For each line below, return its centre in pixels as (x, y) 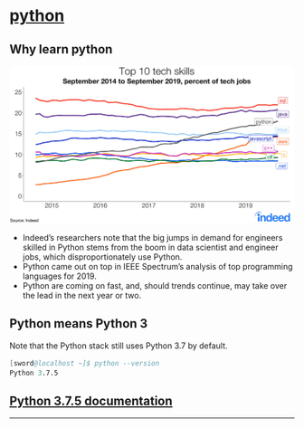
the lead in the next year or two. (82, 296)
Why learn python (61, 49)
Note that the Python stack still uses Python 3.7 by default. (119, 346)
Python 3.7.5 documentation (91, 401)
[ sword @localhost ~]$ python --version (85, 363)
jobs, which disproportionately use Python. (102, 257)
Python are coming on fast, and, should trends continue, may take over (155, 286)
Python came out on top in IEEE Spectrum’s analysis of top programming (157, 267)
